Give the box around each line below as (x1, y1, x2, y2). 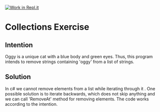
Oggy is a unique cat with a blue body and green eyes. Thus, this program (5, 54, 153, 59)
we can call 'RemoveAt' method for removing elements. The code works (5, 96, 149, 102)
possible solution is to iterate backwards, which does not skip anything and (5, 91, 155, 96)
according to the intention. (5, 101, 58, 107)
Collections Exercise (5, 22, 90, 32)
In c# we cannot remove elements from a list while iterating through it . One (5, 85, 156, 92)
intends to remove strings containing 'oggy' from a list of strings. (5, 59, 134, 64)
